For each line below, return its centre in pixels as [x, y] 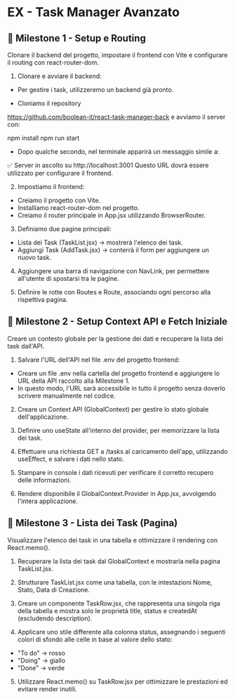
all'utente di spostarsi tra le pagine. [68, 279]
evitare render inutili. [47, 688]
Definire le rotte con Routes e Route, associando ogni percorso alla [114, 292]
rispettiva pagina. [42, 300]
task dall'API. [26, 346]
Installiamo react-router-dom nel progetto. [78, 208]
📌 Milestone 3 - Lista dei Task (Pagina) [93, 523]
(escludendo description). [55, 618]
